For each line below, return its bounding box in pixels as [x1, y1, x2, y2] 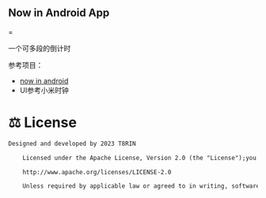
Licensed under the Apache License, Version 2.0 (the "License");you [22, 154, 257, 162]
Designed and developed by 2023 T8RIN [8, 140, 136, 148]
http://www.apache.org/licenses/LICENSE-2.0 [22, 168, 172, 176]
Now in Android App [8, 6, 110, 20]
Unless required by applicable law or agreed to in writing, [22, 182, 228, 190]
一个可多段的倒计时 [8, 43, 71, 53]
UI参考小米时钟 [19, 85, 69, 95]
